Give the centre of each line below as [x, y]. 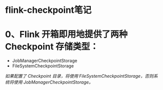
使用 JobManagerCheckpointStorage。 [53, 82]
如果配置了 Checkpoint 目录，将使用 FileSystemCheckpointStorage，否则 [79, 76]
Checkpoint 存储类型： [52, 47]
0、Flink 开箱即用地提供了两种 [66, 34]
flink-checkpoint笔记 [48, 10]
